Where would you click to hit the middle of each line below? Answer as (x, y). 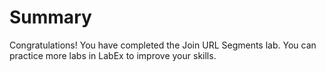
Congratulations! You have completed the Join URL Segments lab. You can (163, 45)
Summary (50, 17)
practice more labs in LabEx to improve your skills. (113, 55)
